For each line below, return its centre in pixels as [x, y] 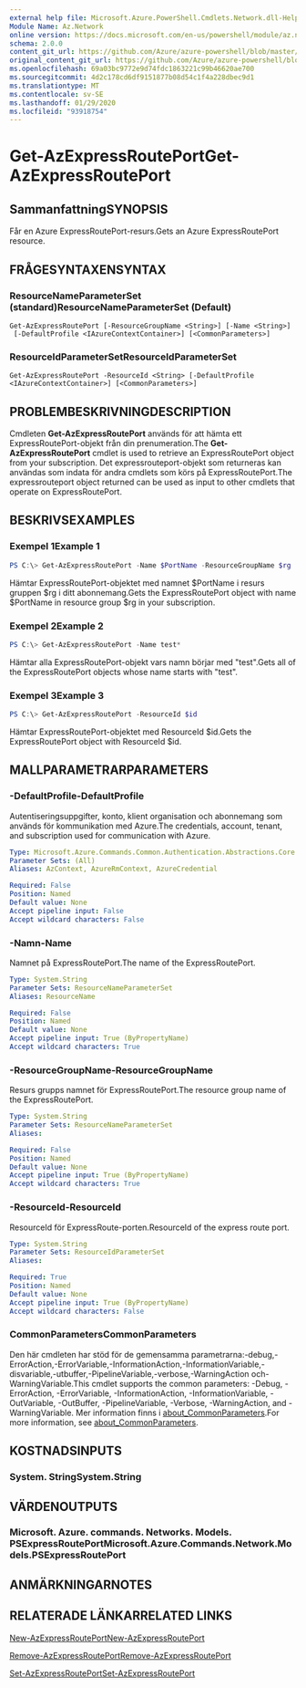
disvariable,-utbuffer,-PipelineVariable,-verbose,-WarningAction [129, 1373]
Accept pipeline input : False [67, 911]
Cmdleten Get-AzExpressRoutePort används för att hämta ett [126, 433]
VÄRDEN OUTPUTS [64, 1506]
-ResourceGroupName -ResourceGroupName [112, 1070]
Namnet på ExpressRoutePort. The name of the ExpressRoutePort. [133, 963]
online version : [40, 35]
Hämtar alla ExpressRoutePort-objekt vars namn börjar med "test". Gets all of [153, 662]
